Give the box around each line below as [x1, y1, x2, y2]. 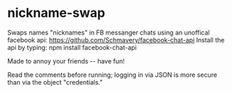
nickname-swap [7, 5, 106, 21]
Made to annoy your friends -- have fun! [7, 56, 126, 65]
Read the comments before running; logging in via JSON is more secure [7, 70, 218, 79]
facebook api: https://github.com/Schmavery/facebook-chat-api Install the [7, 35, 225, 44]
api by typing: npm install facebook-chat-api [7, 43, 137, 51]
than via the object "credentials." [7, 77, 103, 86]
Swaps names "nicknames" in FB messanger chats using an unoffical [7, 28, 210, 37]
